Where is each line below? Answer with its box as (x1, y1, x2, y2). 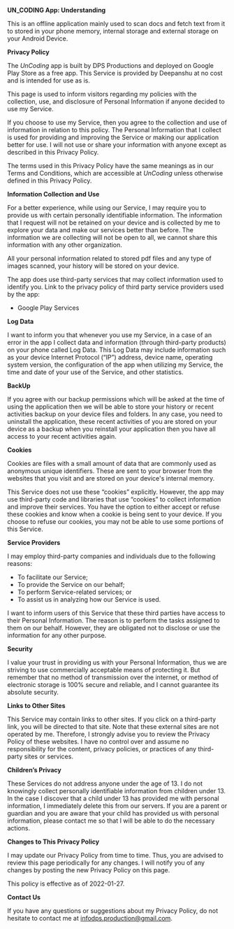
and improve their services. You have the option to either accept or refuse (7, 503, 220, 511)
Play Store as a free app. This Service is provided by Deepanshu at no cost (7, 69, 223, 77)
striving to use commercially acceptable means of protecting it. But (7, 666, 200, 674)
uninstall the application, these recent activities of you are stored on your (7, 418, 218, 425)
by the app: (7, 290, 41, 298)
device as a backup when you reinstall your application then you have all (7, 425, 217, 433)
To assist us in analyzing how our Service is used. (17, 595, 161, 604)
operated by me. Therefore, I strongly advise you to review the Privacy (7, 730, 210, 738)
